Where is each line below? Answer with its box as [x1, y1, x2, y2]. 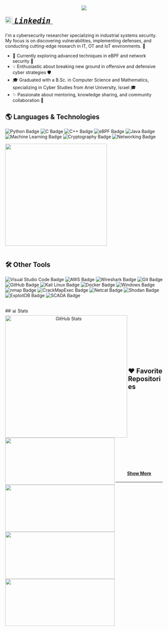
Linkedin [14, 16, 51, 26]
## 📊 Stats [5, 308, 28, 314]
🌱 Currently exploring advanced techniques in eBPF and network [12, 53, 146, 59]
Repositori [128, 374, 161, 384]
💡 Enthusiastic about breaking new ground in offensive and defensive [12, 63, 156, 70]
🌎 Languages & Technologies [5, 112, 100, 121]
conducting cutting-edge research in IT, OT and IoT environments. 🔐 [5, 43, 146, 49]
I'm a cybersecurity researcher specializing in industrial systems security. [5, 33, 157, 39]
